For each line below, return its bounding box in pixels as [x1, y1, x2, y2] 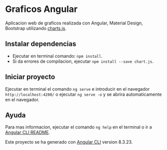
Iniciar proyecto [5, 73, 55, 81]
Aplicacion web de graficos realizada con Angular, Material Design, [5, 20, 143, 26]
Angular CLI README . [5, 130, 50, 136]
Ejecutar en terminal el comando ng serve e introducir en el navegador [5, 86, 150, 92]
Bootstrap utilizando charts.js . [5, 25, 67, 31]
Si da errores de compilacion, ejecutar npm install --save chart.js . [12, 58, 154, 64]
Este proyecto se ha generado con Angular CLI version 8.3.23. [5, 139, 133, 145]
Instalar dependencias [5, 40, 76, 48]
